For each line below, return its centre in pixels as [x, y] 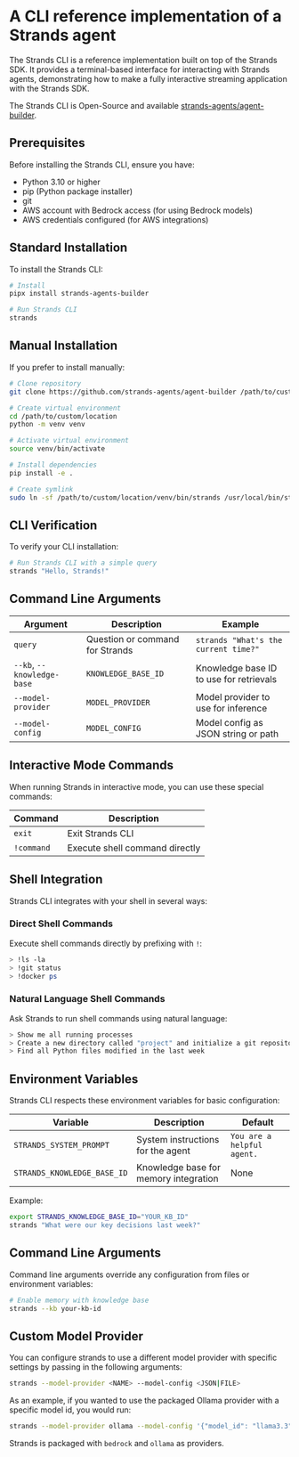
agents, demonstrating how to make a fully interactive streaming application [148, 78]
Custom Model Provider [77, 1336]
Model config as [230, 722]
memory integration [178, 1179]
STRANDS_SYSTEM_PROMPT [61, 1145]
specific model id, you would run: [70, 1410]
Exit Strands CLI [101, 833]
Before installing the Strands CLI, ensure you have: [102, 164]
